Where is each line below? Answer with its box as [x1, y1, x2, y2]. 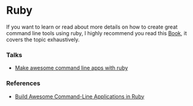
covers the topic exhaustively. [6, 36, 79, 43]
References [6, 79, 41, 88]
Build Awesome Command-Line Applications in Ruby [14, 93, 145, 100]
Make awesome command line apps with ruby [14, 64, 128, 71]
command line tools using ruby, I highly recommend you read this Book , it [6, 29, 187, 36]
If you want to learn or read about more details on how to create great [6, 23, 178, 30]
